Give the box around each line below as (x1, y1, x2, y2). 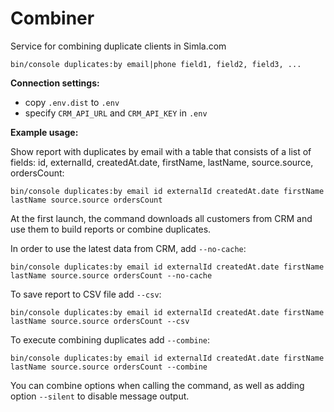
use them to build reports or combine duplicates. (10, 223, 212, 235)
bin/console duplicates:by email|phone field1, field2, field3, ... (10, 59, 302, 69)
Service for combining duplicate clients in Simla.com (10, 40, 227, 52)
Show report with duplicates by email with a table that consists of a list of (10, 145, 312, 157)
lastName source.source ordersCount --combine (10, 362, 208, 372)
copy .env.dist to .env (24, 96, 120, 108)
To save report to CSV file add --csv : (10, 288, 162, 300)
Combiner (10, 7, 95, 30)
